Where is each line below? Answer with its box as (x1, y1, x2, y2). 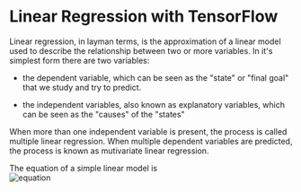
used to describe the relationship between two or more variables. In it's (9, 45, 273, 56)
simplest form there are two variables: (9, 55, 150, 65)
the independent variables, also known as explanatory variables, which (22, 99, 286, 109)
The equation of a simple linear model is (9, 162, 158, 173)
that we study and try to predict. (22, 82, 142, 92)
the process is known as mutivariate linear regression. (9, 145, 209, 156)
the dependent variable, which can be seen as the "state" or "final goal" (22, 72, 289, 83)
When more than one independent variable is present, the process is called (9, 126, 288, 136)
